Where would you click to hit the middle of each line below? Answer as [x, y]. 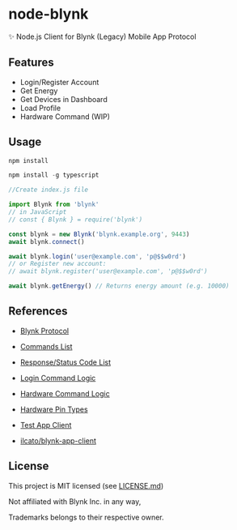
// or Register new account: [57, 264]
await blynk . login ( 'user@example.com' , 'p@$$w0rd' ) [97, 256]
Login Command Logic [58, 378]
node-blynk [49, 14]
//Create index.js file [49, 190]
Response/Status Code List [66, 362]
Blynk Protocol [44, 331]
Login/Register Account [59, 82]
